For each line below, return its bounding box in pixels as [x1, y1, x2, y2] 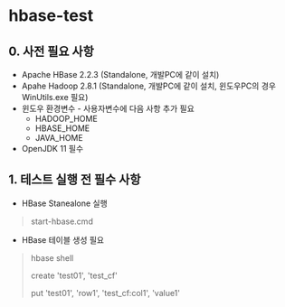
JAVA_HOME [34, 133, 83, 143]
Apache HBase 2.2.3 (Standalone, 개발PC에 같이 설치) [21, 70, 220, 79]
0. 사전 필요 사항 [8, 43, 94, 59]
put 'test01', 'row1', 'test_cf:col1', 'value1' [30, 287, 181, 298]
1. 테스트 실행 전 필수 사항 [8, 172, 141, 188]
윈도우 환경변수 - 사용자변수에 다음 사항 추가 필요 [21, 103, 195, 114]
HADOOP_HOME [34, 114, 99, 124]
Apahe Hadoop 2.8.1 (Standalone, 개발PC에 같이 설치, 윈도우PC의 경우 [21, 80, 277, 91]
